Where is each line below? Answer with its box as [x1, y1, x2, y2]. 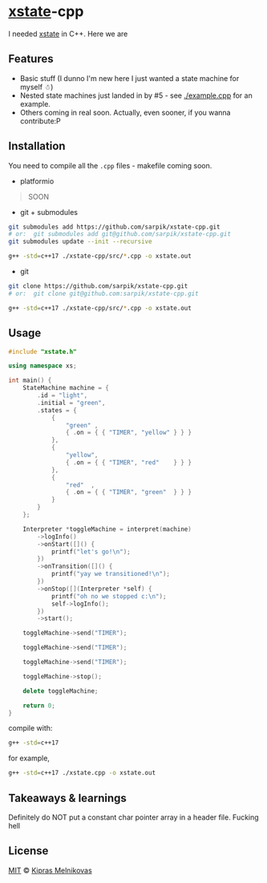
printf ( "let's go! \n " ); [51, 548, 131, 556]
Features [8, 52, 54, 66]
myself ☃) [19, 82, 54, 91]
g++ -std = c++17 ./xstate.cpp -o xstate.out [8, 769, 156, 777]
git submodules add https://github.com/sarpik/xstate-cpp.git [8, 223, 220, 231]
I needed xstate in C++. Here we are [8, 29, 128, 38]
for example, [8, 753, 51, 764]
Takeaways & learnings [8, 791, 127, 804]
